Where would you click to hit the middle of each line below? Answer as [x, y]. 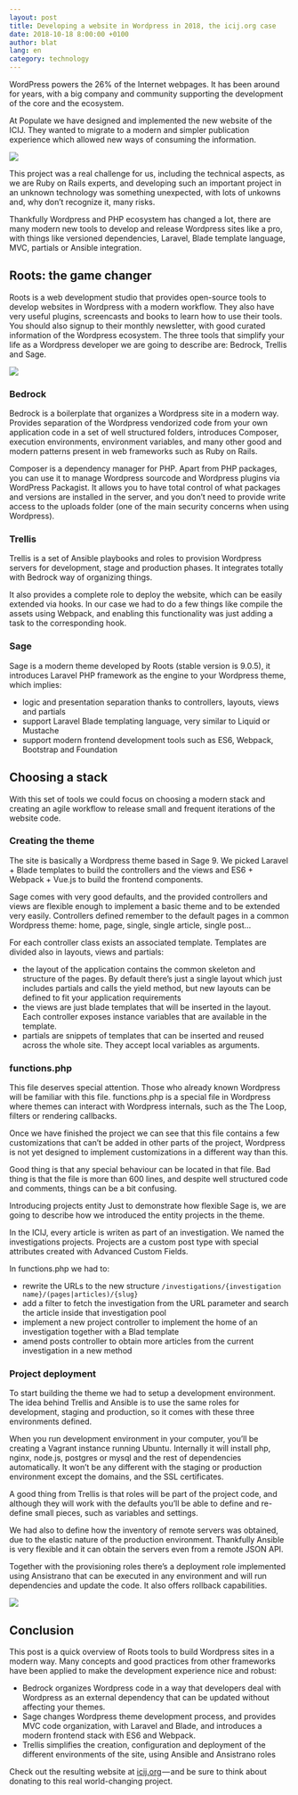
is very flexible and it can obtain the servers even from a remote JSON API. [146, 1550]
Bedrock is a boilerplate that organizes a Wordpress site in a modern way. [144, 414]
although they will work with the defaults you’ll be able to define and [134, 1503]
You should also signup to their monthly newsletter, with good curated [137, 326]
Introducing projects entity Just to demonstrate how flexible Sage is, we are [148, 1206]
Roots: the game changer [81, 276]
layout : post [33, 17]
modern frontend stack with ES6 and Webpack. [109, 1735]
